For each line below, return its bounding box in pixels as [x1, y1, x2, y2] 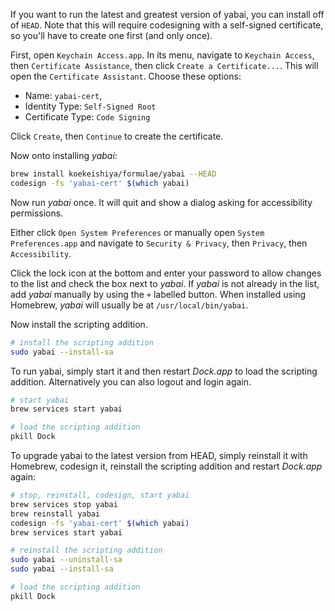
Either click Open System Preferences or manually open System [10, 226, 265, 238]
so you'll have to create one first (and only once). [10, 30, 213, 41]
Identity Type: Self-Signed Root [24, 100, 157, 112]
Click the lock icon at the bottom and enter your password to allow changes [10, 267, 322, 279]
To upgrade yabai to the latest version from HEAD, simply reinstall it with [10, 450, 308, 461]
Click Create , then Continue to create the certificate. [10, 130, 224, 142]
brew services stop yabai [10, 499, 118, 509]
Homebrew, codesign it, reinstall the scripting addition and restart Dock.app [10, 460, 323, 472]
